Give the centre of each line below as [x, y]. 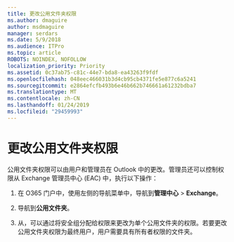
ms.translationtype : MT [42, 92]
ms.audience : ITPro [36, 46]
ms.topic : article [34, 53]
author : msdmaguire [36, 27]
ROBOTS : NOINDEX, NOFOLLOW [47, 60]
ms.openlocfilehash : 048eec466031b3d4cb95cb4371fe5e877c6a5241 [102, 79]
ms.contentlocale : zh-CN [44, 99]
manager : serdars [33, 33]
